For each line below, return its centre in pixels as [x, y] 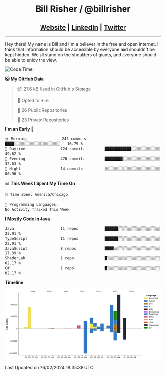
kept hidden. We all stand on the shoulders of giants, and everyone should [81, 55]
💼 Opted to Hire [33, 100]
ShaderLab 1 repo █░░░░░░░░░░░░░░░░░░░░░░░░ [83, 258]
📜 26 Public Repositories [42, 110]
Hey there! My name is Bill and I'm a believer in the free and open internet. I [82, 44]
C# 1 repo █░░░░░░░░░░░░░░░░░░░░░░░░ [83, 268]
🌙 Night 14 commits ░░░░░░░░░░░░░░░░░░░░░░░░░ [83, 169]
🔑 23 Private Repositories [43, 120]
